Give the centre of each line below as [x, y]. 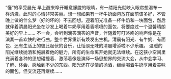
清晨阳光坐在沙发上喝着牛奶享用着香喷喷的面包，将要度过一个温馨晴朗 [92, 27]
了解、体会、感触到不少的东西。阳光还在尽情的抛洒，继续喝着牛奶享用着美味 [85, 65]
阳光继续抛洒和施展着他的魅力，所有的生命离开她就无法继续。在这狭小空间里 [85, 52]
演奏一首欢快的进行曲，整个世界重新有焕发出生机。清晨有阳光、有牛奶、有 [83, 39]
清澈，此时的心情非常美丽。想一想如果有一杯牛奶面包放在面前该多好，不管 [88, 14]
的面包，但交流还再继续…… [34, 71]
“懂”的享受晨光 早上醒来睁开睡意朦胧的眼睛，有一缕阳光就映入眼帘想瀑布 [81, 7]
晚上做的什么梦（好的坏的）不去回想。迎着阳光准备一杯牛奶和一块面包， [81, 20]
